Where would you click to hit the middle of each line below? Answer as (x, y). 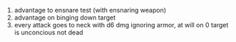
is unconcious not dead (48, 32)
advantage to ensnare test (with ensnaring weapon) (90, 10)
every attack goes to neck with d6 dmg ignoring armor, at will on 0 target (121, 25)
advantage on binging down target (65, 17)
